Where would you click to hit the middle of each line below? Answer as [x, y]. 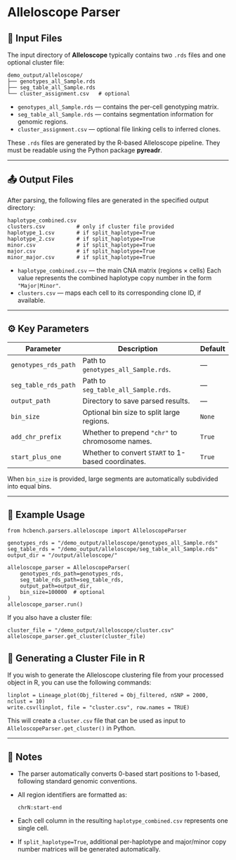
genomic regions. [43, 121]
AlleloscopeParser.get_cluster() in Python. [72, 728]
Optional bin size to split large [131, 412]
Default [212, 348]
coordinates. [125, 461]
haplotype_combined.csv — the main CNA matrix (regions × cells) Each [119, 270]
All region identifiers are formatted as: [72, 795]
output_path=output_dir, [56, 586]
